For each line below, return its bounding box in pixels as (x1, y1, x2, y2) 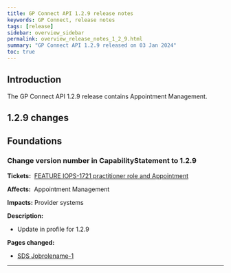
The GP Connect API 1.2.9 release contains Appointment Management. (7, 92, 208, 100)
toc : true (7, 49, 36, 56)
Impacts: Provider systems (7, 198, 84, 206)
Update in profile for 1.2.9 (16, 225, 89, 233)
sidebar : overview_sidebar (7, 29, 85, 36)
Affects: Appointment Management (7, 185, 110, 193)
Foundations (7, 135, 63, 147)
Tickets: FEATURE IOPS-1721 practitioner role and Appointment (7, 171, 189, 179)
